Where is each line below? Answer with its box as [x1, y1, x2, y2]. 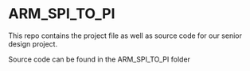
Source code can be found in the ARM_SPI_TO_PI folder [8, 54, 191, 64]
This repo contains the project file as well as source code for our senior [8, 31, 243, 40]
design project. [8, 39, 58, 48]
